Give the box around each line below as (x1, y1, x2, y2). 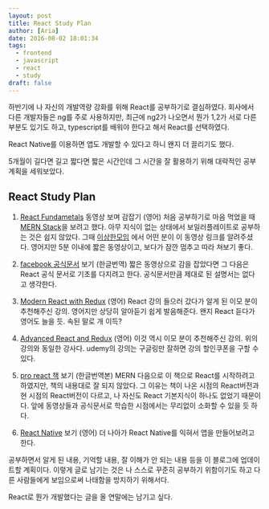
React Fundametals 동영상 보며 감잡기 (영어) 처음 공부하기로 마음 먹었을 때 (19, 212, 255, 222)
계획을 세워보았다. (8, 166, 65, 176)
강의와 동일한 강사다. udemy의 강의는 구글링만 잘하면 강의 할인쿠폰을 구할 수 (19, 344, 259, 353)
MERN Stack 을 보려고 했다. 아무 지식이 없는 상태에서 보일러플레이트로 (19, 222, 239, 232)
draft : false (8, 79, 52, 87)
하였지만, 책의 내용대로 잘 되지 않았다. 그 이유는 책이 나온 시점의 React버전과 (19, 381, 259, 390)
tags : (8, 42, 26, 50)
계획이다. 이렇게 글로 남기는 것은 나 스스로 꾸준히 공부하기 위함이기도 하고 (22, 465, 253, 474)
